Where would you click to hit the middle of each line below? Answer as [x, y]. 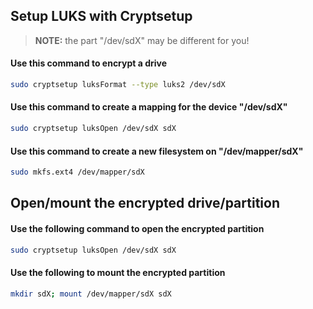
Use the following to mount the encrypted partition [118, 273]
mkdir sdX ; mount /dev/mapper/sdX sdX [91, 294]
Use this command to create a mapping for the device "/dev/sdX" [149, 107]
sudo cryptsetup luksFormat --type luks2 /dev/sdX [118, 85]
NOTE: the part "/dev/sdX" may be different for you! [142, 40]
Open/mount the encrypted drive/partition [145, 203]
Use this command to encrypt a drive [89, 63]
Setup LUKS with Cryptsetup [101, 16]
